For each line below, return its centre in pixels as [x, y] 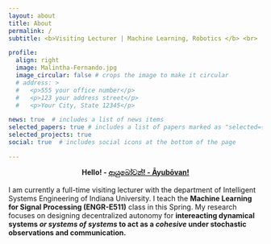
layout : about [32, 16]
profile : [23, 53]
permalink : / [30, 31]
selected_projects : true [50, 135]
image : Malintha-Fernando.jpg [66, 68]
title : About [30, 23]
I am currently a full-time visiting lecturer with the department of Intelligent [132, 189]
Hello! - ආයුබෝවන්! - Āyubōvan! [135, 172]
